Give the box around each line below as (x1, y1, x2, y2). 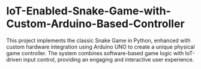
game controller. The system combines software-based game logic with (6, 49, 184, 56)
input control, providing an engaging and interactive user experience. (23, 56, 194, 63)
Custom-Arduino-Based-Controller (6, 17, 185, 31)
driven (6, 56, 22, 63)
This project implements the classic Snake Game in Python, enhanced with (6, 37, 191, 44)
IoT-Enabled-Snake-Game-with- (6, 4, 171, 18)
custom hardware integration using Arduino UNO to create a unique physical (6, 43, 195, 50)
